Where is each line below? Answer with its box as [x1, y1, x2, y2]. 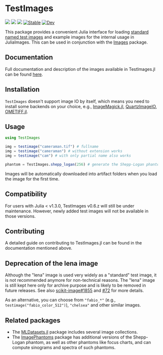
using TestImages [5, 135, 40, 141]
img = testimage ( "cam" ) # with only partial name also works [5, 153, 131, 158]
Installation [5, 85, 40, 94]
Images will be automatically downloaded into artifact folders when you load [5, 171, 158, 177]
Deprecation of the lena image [5, 259, 98, 267]
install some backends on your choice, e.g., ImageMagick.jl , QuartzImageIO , [5, 103, 157, 109]
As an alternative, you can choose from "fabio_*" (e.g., [5, 297, 116, 303]
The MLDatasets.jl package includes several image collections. [12, 329, 138, 335]
